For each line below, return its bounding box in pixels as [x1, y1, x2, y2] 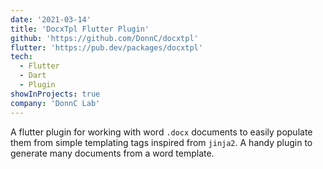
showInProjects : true [10, 89, 101, 99]
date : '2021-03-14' [10, 14, 92, 25]
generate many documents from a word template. [10, 147, 215, 159]
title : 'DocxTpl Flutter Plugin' [10, 24, 150, 34]
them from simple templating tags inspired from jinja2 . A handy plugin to [10, 136, 313, 148]
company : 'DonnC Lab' [10, 98, 101, 108]
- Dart [19, 71, 47, 81]
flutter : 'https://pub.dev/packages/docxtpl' [10, 42, 203, 53]
